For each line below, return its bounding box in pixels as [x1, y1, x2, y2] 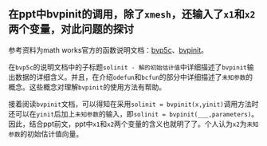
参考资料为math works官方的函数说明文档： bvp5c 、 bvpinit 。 [8, 45, 209, 54]
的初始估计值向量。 [19, 128, 84, 138]
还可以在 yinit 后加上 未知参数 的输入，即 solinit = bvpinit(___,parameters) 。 [8, 109, 259, 118]
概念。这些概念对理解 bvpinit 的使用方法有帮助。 [8, 82, 167, 92]
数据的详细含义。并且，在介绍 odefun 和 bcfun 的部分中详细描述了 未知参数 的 [14, 72, 253, 81]
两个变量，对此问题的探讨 [8, 22, 134, 36]
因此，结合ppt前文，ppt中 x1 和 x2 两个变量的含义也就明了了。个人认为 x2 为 [8, 119, 247, 128]
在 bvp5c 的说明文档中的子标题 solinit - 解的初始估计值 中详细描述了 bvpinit [8, 62, 247, 72]
